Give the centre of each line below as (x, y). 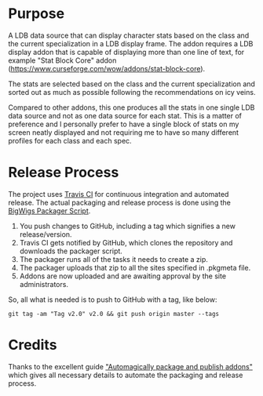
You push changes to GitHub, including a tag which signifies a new (127, 226)
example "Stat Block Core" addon (62, 60)
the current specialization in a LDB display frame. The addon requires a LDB (131, 43)
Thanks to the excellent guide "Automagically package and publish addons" (130, 366)
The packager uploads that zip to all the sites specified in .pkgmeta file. (135, 267)
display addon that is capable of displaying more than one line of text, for (126, 52)
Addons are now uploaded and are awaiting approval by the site (122, 276)
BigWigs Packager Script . (49, 211)
